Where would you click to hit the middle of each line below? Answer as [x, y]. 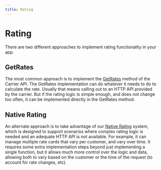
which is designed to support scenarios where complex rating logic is [74, 132]
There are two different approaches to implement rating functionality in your [81, 47]
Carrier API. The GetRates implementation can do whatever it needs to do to [80, 84]
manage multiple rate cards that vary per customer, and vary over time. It [78, 142]
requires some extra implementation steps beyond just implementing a [75, 147]
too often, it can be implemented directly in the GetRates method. [70, 99]
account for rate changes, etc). [36, 162]
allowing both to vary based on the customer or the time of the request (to [79, 157]
